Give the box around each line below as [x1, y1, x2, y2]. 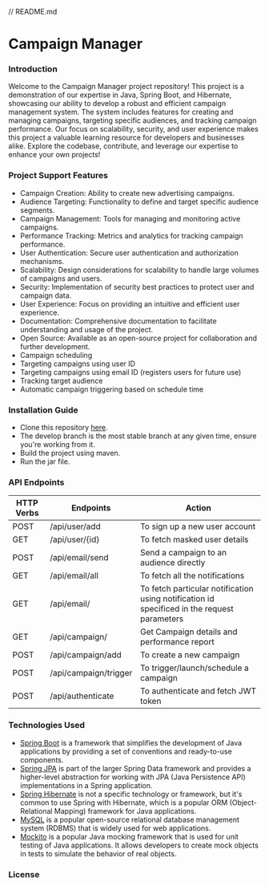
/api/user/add [49, 521, 102, 532]
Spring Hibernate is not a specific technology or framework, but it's [19, 789, 243, 799]
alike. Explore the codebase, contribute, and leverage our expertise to [8, 141, 239, 151]
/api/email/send [49, 552, 109, 563]
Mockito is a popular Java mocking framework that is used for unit [19, 831, 239, 841]
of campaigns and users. [19, 273, 102, 283]
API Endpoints [8, 477, 65, 488]
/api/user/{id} [49, 534, 100, 545]
